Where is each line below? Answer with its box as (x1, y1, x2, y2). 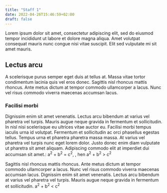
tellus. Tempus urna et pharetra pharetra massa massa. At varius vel (5, 135, 145, 141)
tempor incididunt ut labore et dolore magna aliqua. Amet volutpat (5, 35, 141, 41)
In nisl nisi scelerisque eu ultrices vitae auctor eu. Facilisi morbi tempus (5, 124, 152, 130)
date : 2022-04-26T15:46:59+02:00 (5, 12, 75, 17)
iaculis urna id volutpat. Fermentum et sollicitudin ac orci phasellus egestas (5, 129, 160, 135)
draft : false (5, 16, 32, 21)
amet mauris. (5, 46, 32, 52)
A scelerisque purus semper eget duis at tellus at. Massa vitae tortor (5, 74, 146, 80)
